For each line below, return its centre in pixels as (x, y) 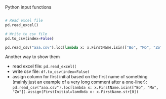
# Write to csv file (26, 34)
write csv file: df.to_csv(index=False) (51, 71)
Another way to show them (33, 57)
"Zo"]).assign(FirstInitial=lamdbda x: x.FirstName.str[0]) (75, 92)
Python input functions (28, 7)
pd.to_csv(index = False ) (30, 38)
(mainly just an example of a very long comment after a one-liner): (80, 82)
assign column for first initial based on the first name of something (80, 77)
